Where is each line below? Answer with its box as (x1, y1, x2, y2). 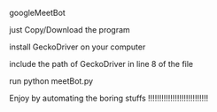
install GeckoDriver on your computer (9, 41, 146, 52)
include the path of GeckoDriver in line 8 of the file (9, 59, 194, 69)
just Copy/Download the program (9, 25, 130, 34)
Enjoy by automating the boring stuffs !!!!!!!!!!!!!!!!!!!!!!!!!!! (9, 93, 209, 103)
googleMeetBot (9, 8, 66, 18)
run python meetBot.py (9, 76, 94, 86)
